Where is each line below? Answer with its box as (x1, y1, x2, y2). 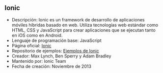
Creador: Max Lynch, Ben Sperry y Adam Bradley (11, 53, 111, 59)
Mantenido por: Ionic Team (11, 58, 67, 64)
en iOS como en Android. (11, 32, 63, 38)
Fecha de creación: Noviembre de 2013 (11, 63, 92, 69)
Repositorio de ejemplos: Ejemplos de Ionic (11, 48, 99, 54)
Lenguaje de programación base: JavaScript (11, 37, 102, 43)
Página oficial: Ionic (11, 42, 52, 48)
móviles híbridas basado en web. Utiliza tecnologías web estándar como (11, 22, 158, 28)
